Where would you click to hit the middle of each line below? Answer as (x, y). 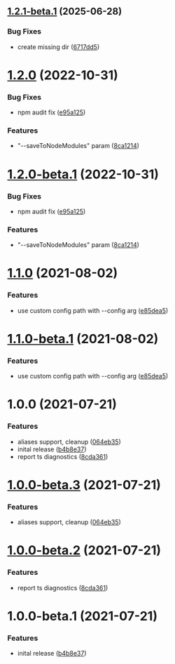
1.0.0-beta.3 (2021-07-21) (84, 485)
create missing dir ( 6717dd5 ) (58, 47)
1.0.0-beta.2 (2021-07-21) (84, 551)
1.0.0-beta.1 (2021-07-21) (82, 616)
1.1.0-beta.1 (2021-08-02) (83, 339)
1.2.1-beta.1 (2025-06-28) (65, 12)
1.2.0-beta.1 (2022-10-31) (83, 174)
